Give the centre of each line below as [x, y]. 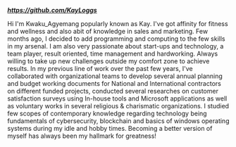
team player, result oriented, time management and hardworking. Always [113, 53]
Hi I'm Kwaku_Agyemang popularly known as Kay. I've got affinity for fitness [118, 24]
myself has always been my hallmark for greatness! [82, 136]
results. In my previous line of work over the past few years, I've [100, 69]
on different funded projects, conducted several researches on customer [113, 91]
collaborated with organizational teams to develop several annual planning [115, 76]
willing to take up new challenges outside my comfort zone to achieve [108, 61]
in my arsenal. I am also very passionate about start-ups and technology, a [116, 46]
